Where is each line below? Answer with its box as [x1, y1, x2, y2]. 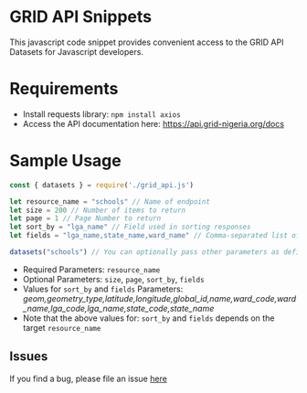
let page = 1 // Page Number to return [9, 214, 162, 223]
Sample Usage [9, 151, 122, 171]
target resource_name [22, 322, 101, 333]
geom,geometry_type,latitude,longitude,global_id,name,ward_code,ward [22, 292, 297, 303]
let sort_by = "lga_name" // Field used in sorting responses [9, 222, 251, 232]
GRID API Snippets [9, 6, 153, 27]
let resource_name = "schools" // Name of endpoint [9, 196, 210, 207]
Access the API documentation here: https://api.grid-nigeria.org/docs [22, 118, 285, 129]
